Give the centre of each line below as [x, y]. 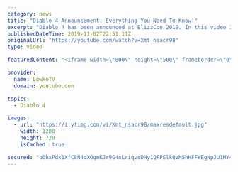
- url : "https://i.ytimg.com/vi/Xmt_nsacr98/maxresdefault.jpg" [110, 125]
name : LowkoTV [34, 79]
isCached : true [42, 144]
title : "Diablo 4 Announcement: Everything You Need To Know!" [103, 21]
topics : [19, 99]
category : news [30, 14]
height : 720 [38, 138]
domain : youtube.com [44, 86]
